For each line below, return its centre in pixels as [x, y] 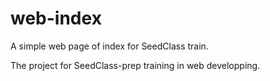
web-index [56, 18]
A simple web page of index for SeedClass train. [109, 46]
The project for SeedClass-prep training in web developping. [135, 65]
